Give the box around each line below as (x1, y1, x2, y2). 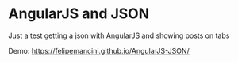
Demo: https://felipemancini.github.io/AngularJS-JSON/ (8, 46, 190, 55)
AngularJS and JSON (8, 5, 150, 23)
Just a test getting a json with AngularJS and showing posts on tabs (8, 31, 230, 40)
